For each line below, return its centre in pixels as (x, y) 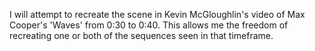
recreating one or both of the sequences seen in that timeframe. (141, 35)
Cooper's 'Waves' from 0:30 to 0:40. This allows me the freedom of (149, 25)
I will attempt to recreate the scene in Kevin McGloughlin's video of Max (157, 14)
